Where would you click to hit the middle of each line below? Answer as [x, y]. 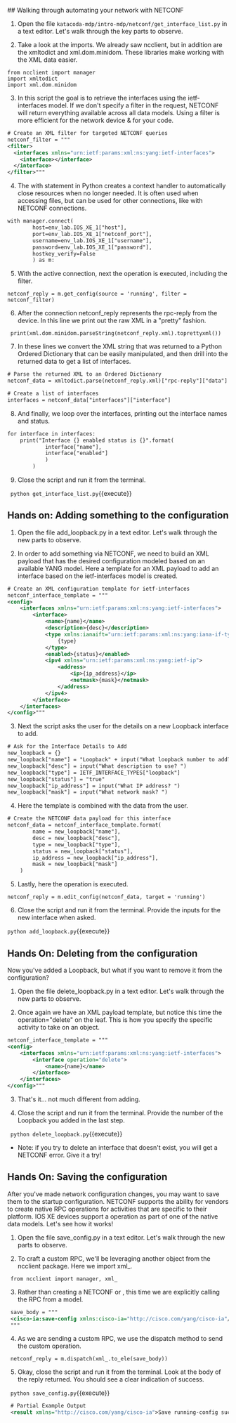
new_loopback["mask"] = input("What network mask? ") [88, 792]
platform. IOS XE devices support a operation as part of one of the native [113, 1216]
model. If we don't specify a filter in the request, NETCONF [133, 105]
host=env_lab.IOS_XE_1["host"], [80, 228]
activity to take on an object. [59, 1027]
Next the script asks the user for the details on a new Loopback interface [123, 726]
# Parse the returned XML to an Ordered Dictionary [84, 374]
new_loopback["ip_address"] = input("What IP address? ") [94, 786]
